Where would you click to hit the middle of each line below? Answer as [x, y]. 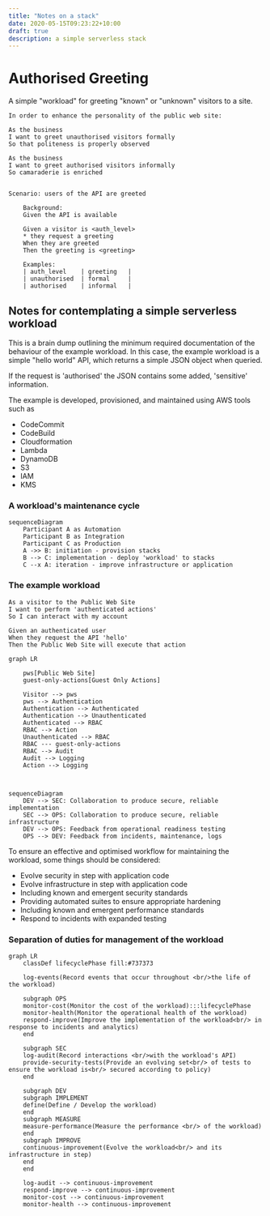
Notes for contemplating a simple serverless [122, 311]
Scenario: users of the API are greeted [78, 194]
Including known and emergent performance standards [112, 910]
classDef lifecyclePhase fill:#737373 [88, 963]
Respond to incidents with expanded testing [93, 918]
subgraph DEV [45, 1090]
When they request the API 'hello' [68, 638]
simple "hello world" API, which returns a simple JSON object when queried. [135, 360]
